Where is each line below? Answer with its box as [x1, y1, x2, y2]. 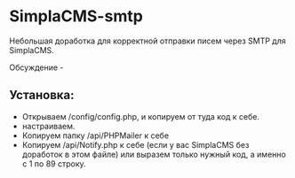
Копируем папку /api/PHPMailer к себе [21, 130, 170, 141]
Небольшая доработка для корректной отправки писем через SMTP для [9, 35, 286, 46]
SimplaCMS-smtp [9, 6, 144, 27]
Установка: [9, 88, 75, 103]
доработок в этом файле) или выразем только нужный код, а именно [21, 149, 286, 159]
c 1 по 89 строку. [21, 158, 86, 169]
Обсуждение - [9, 62, 64, 73]
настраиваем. [21, 120, 76, 131]
